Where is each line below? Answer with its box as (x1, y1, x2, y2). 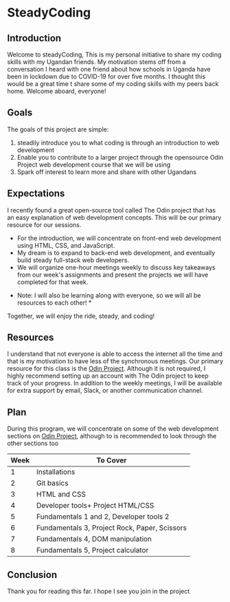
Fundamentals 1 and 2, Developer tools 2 (36, 512, 170, 522)
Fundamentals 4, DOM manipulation (36, 535, 152, 544)
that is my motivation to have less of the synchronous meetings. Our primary (7, 357, 224, 365)
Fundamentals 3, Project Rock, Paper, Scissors (36, 523, 187, 533)
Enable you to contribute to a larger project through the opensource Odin (16, 153, 224, 161)
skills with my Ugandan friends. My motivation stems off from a (7, 58, 187, 66)
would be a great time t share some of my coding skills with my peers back (7, 80, 219, 87)
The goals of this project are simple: (7, 125, 109, 133)
